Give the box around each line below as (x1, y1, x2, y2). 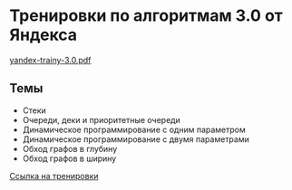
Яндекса (9, 24, 78, 45)
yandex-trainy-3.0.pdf (9, 54, 92, 65)
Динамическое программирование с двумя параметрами (22, 133, 249, 145)
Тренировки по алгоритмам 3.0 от (9, 5, 283, 26)
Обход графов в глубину (22, 143, 118, 154)
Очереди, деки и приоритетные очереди (22, 114, 181, 125)
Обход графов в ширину (22, 153, 117, 164)
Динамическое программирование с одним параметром (22, 124, 247, 135)
